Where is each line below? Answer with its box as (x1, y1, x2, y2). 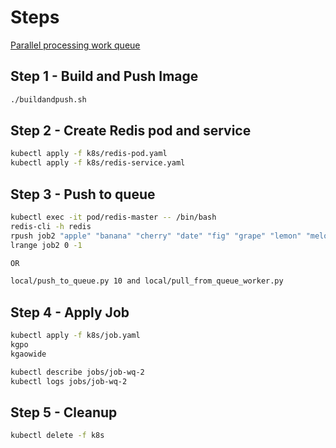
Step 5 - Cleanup (10, 404, 118, 421)
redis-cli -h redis (10, 221, 92, 231)
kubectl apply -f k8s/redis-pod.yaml (10, 149, 168, 159)
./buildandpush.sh (10, 94, 87, 105)
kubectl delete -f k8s (10, 431, 105, 441)
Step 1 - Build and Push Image (10, 68, 199, 85)
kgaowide (10, 349, 47, 359)
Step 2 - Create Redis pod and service (10, 122, 252, 140)
